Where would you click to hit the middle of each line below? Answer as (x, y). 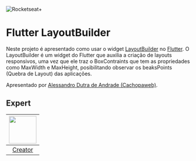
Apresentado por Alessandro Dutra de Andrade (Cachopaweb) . (82, 85)
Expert (18, 104)
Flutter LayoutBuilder (58, 33)
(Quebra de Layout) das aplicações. (49, 73)
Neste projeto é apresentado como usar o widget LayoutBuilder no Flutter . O (98, 48)
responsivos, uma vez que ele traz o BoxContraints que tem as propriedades (98, 61)
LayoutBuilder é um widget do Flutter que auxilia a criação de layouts (89, 55)
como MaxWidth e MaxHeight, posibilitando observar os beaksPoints (89, 67)
